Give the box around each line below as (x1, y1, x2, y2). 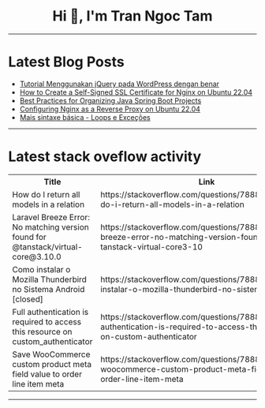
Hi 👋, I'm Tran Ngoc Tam (52, 7, 213, 25)
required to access (12, 316, 81, 327)
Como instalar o (12, 264, 71, 275)
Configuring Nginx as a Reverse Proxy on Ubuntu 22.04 (19, 104, 201, 114)
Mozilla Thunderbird (12, 274, 87, 285)
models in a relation (12, 199, 85, 210)
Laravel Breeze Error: (12, 211, 91, 223)
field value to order (12, 369, 83, 380)
